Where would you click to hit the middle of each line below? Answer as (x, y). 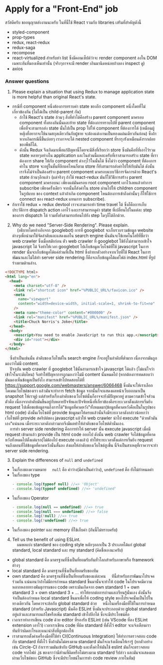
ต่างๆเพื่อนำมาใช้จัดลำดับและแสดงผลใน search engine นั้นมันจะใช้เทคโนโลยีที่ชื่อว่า (80, 236)
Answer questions (27, 81)
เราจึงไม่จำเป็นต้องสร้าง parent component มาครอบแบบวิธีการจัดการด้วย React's (88, 172)
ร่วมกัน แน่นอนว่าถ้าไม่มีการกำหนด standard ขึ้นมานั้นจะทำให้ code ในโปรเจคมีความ (82, 582)
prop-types (23, 37)
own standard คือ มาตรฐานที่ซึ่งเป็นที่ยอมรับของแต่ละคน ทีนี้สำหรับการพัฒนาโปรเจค (83, 576)
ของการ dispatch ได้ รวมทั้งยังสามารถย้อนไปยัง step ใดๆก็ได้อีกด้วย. (68, 215)
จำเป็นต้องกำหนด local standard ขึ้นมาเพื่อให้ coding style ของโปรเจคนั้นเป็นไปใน (82, 598)
